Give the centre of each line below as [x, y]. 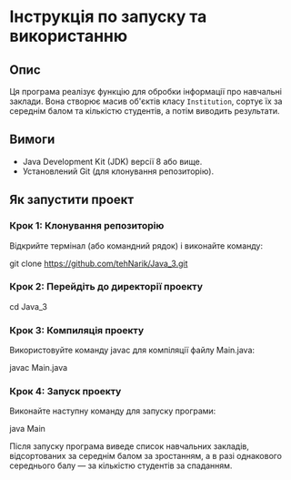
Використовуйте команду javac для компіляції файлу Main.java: [132, 350]
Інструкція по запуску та [108, 17]
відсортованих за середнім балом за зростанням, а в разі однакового [145, 456]
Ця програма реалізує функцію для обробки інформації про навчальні [145, 92]
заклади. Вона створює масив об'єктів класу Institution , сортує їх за [146, 101]
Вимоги [32, 140]
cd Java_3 [29, 306]
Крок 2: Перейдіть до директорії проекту [106, 287]
